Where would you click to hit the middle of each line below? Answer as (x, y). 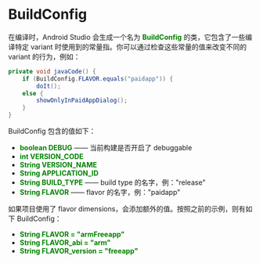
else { (33, 93)
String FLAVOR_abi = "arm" (65, 243)
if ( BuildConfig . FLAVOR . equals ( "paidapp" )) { (98, 79)
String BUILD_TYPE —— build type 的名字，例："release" (112, 182)
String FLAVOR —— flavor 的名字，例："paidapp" (100, 193)
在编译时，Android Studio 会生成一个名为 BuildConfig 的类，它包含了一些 (127, 37)
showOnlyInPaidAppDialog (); (82, 101)
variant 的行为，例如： (44, 56)
